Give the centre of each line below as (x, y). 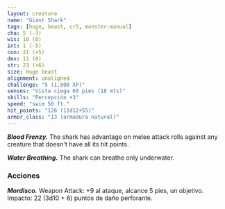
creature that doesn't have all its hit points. (68, 144)
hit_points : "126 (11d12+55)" (51, 110)
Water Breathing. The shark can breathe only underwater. (91, 158)
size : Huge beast (32, 72)
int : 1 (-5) (24, 46)
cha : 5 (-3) (24, 33)
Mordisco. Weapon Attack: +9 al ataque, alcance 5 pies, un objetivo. (106, 190)
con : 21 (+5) (26, 53)
